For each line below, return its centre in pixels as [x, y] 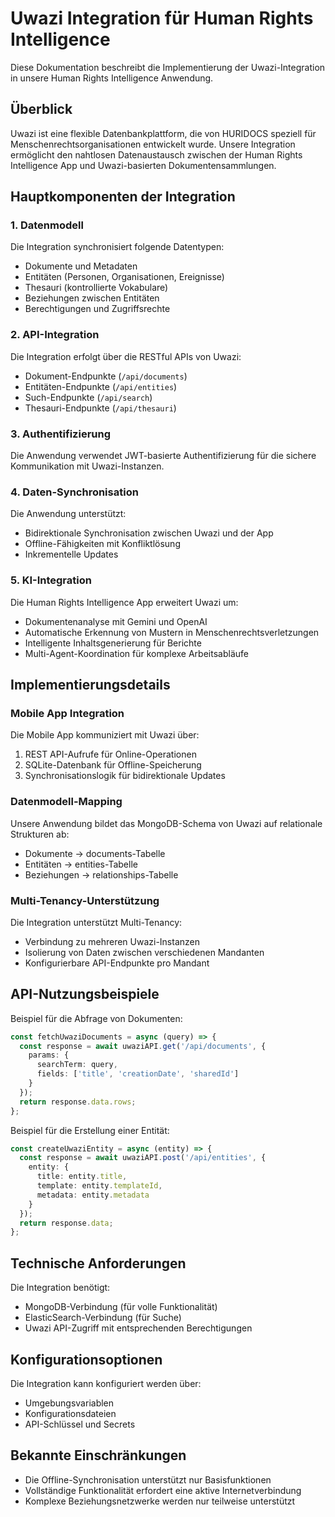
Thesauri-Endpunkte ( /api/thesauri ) [100, 408]
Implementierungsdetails [90, 685]
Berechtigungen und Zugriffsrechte [97, 309]
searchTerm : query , [77, 1065]
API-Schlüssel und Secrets [80, 1424]
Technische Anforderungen [98, 1263]
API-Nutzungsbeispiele [85, 994]
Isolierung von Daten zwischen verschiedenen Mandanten [144, 952]
